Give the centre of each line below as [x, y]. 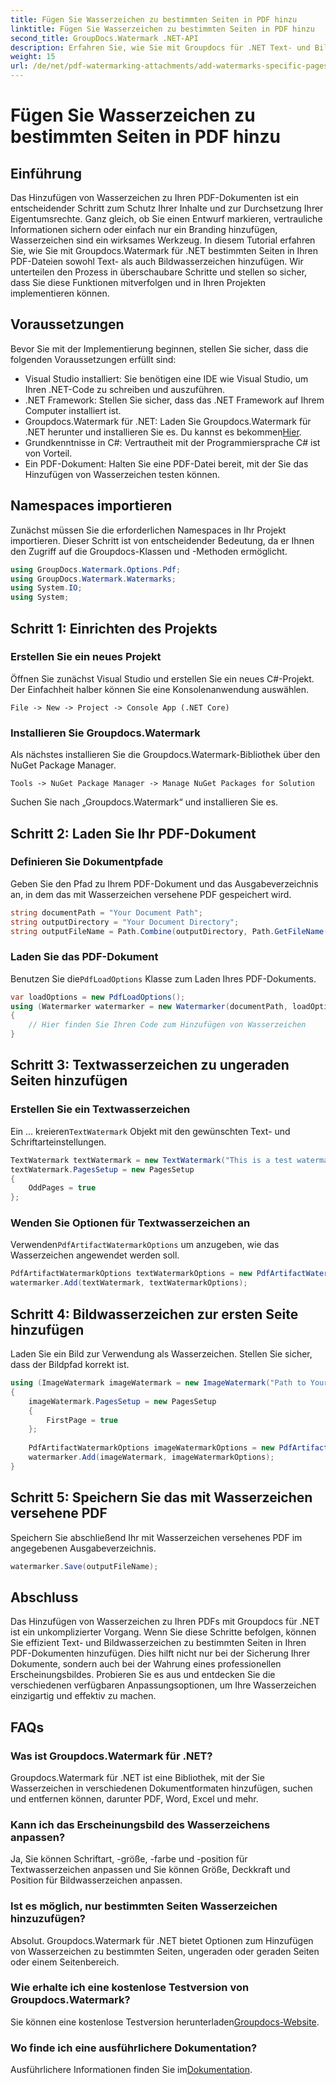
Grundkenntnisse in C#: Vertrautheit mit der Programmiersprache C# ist [172, 442]
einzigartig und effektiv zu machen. [83, 1696]
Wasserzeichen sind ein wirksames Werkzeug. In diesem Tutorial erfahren [163, 240]
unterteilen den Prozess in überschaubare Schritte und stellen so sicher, [159, 272]
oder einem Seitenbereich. [65, 1962]
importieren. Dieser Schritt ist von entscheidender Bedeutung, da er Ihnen [162, 540]
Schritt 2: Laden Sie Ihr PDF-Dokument [133, 833]
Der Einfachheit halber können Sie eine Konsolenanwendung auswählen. [160, 689]
